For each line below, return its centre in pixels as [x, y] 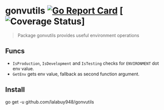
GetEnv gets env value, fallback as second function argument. [76, 74]
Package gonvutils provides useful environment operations [78, 35]
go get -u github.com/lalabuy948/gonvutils [50, 102]
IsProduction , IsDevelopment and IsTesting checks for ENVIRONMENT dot [86, 63]
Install [15, 90]
